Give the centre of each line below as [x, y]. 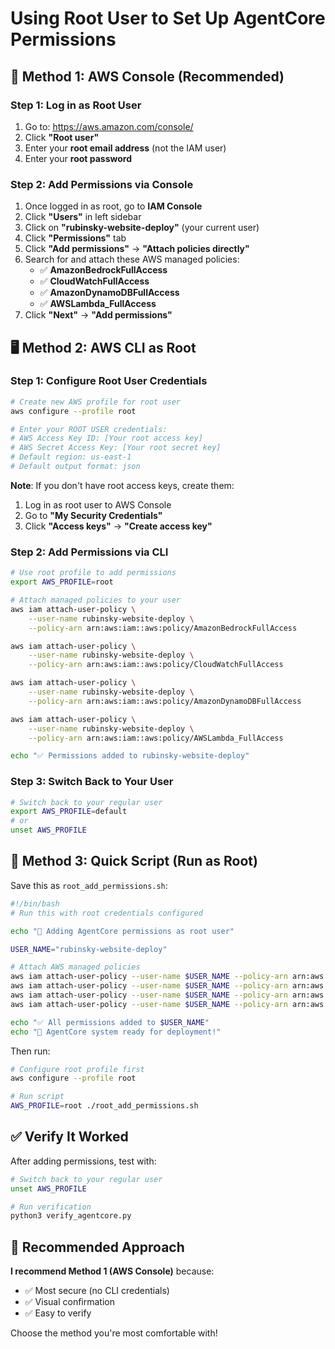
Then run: [30, 1051]
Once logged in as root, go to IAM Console [113, 206]
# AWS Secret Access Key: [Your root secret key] [116, 448]
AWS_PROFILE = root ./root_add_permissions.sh [104, 1106]
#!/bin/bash [35, 903]
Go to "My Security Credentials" [93, 515]
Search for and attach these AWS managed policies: [132, 259]
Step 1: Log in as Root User [76, 105]
